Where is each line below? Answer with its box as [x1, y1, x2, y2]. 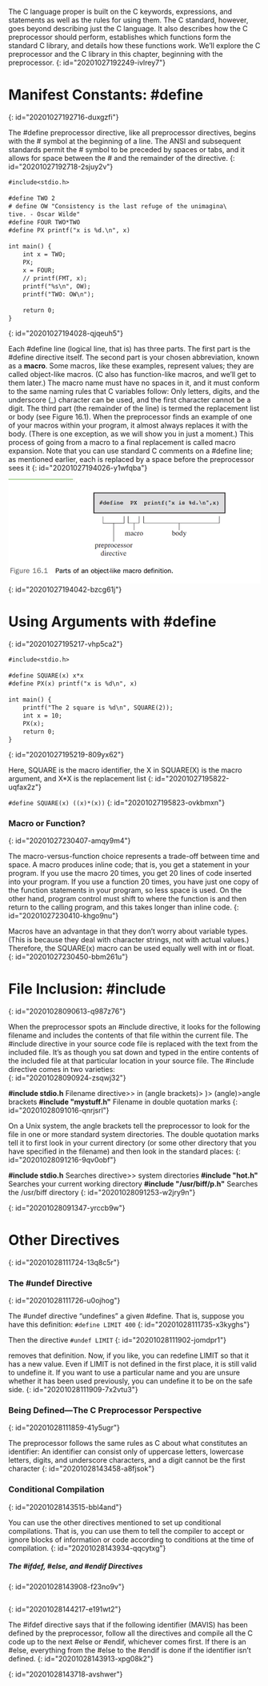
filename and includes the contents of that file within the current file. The [8, 1030, 249, 1040]
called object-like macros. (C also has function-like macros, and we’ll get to [8, 369, 257, 379]
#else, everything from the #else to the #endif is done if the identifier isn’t [8, 1645, 252, 1655]
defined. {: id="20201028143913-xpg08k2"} [8, 1653, 154, 1664]
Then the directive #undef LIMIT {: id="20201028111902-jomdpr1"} [8, 1335, 226, 1345]
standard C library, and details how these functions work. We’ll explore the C [8, 41, 261, 50]
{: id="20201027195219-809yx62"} [8, 749, 124, 759]
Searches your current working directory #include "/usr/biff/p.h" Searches [8, 1178, 258, 1188]
